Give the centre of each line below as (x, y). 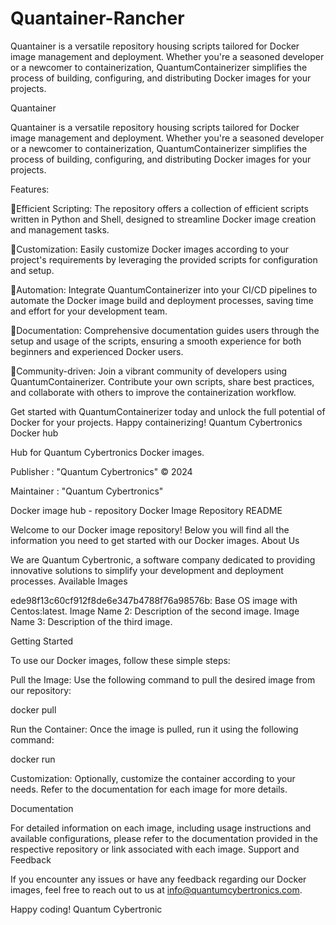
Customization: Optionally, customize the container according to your (153, 778)
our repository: (41, 690)
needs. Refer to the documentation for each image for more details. (149, 789)
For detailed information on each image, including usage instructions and (161, 828)
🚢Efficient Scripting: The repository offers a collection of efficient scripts (159, 208)
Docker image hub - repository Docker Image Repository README (146, 510)
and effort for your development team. (89, 311)
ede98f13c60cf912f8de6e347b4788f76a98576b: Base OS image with (154, 600)
